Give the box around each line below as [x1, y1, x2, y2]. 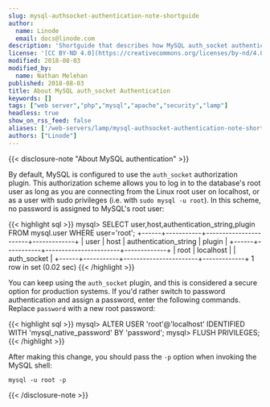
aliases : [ [8, 124, 45, 132]
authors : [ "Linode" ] [8, 131, 78, 139]
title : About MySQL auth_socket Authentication [8, 86, 171, 95]
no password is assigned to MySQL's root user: [8, 203, 165, 214]
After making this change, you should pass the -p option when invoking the [8, 351, 257, 361]
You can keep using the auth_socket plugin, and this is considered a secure [8, 277, 258, 287]
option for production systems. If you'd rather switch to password [8, 286, 226, 296]
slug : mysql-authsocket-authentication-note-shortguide [8, 11, 199, 20]
